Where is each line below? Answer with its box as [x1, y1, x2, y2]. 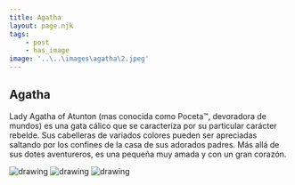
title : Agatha [9, 12, 62, 22]
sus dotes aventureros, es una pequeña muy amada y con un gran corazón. [9, 149, 287, 159]
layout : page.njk [9, 21, 74, 30]
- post [25, 37, 50, 47]
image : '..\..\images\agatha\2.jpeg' [9, 54, 150, 63]
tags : [9, 29, 29, 38]
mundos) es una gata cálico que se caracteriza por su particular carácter [9, 120, 278, 131]
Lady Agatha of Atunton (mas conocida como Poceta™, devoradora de [9, 110, 267, 121]
